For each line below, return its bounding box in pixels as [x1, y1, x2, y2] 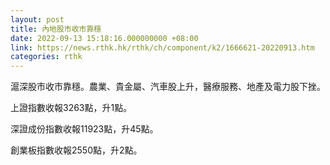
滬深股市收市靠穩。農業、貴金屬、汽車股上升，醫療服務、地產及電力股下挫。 [10, 81, 326, 93]
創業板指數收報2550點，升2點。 [10, 144, 143, 156]
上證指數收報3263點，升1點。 [10, 102, 133, 114]
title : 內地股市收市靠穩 [10, 24, 102, 34]
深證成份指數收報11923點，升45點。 [10, 123, 159, 135]
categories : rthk [10, 52, 83, 62]
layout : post [10, 14, 65, 25]
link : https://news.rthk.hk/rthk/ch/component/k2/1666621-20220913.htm [10, 42, 315, 53]
